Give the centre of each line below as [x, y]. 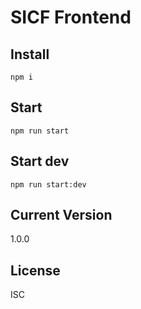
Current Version [61, 215]
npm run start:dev [48, 184]
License [35, 270]
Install [30, 54]
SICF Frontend [71, 17]
